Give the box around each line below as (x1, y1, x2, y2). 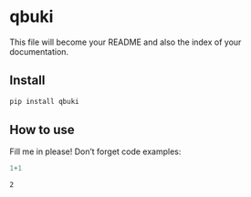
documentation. (9, 46, 69, 57)
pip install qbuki (9, 97, 79, 106)
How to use (9, 122, 75, 138)
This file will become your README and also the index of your (9, 36, 242, 47)
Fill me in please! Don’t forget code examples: (9, 146, 182, 157)
